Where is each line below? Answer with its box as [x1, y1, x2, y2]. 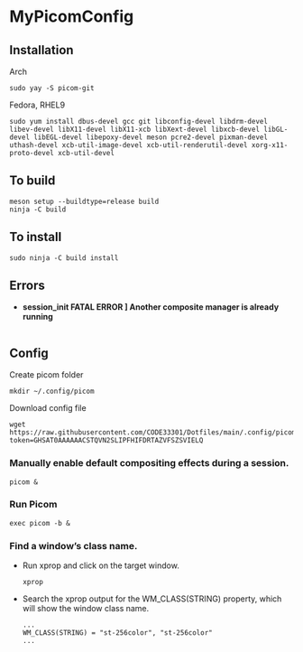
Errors [9, 278, 45, 293]
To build [9, 173, 56, 189]
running [22, 312, 54, 322]
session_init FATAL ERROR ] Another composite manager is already [22, 302, 280, 312]
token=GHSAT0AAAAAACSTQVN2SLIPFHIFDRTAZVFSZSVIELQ [9, 436, 204, 445]
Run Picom [9, 498, 58, 511]
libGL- [263, 125, 289, 134]
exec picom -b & [9, 518, 70, 527]
